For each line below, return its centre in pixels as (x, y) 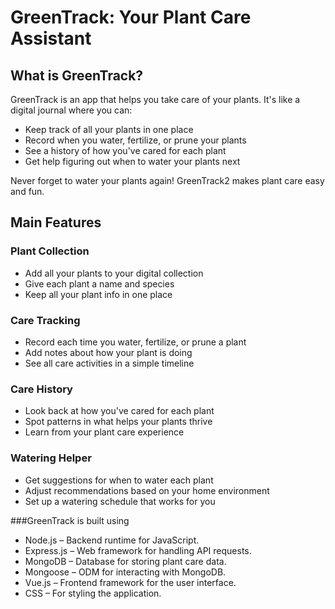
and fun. (27, 191)
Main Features (56, 222)
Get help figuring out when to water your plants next (132, 161)
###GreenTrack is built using (70, 520)
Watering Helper (51, 458)
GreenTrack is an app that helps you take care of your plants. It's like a (155, 99)
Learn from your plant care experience (104, 432)
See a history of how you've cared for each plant (125, 150)
